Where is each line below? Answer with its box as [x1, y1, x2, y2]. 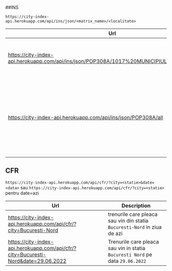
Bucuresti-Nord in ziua [107, 223, 162, 231]
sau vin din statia [107, 217, 148, 224]
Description [121, 202, 151, 209]
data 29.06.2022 [107, 257, 146, 264]
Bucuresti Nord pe [107, 251, 153, 258]
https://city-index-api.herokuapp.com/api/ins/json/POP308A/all [8, 114, 163, 121]
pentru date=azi [5, 190, 39, 196]
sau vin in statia [107, 244, 145, 252]
